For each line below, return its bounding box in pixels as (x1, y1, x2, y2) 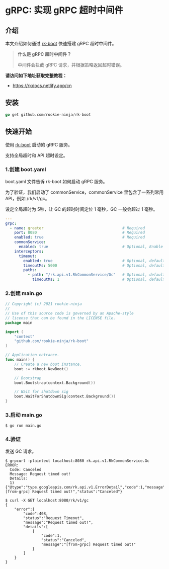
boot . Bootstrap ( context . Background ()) (14, 380, 96, 385)
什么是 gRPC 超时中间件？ (17, 51, 71, 57)
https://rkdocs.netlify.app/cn (12, 83, 72, 89)
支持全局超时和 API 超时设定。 (5, 152, 68, 158)
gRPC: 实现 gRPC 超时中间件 (5, 5, 124, 16)
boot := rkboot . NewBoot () (14, 366, 69, 371)
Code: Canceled (10, 467, 42, 472)
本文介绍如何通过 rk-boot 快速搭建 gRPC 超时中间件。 (5, 41, 117, 46)
